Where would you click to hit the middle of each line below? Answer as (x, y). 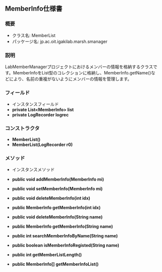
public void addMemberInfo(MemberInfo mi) (58, 179)
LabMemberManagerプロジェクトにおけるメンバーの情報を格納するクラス (79, 67)
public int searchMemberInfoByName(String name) (65, 236)
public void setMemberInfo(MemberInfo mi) (57, 188)
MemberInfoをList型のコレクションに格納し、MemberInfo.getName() (82, 73)
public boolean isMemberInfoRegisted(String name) (66, 245)
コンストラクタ (22, 128)
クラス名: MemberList (34, 35)
